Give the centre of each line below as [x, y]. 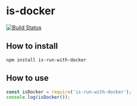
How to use [27, 78]
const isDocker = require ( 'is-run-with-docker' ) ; [69, 92]
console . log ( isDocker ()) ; [38, 97]
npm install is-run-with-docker [46, 60]
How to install [32, 46]
